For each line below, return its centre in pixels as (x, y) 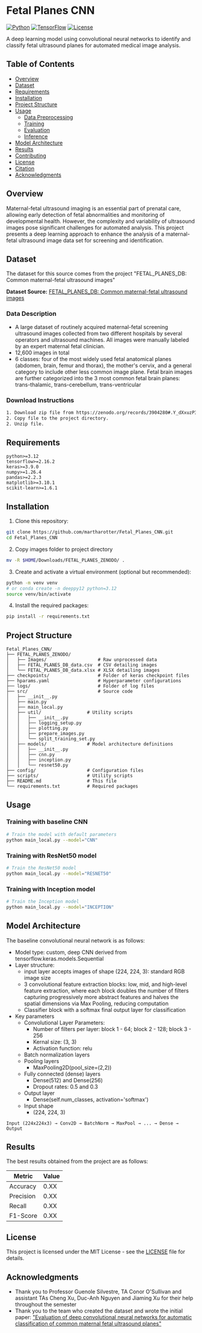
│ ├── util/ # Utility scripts (70, 713)
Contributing (30, 155)
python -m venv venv (32, 583)
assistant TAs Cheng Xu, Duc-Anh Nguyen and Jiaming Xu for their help (104, 1298)
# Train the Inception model (43, 902)
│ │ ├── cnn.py (31, 755)
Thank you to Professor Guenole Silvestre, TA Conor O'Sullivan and (98, 1291)
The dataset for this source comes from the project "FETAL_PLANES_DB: (96, 274)
